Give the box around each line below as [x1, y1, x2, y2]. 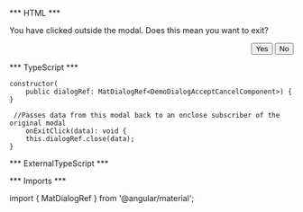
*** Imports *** [9, 175, 67, 186]
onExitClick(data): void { [25, 127, 127, 136]
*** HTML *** [9, 8, 60, 18]
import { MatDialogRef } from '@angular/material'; [9, 193, 195, 203]
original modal [9, 119, 67, 128]
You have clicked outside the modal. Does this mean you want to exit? [9, 25, 269, 35]
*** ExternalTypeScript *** [9, 158, 109, 169]
